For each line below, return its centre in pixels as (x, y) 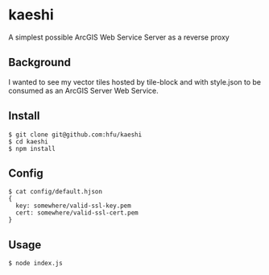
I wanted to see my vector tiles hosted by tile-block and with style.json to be (135, 81)
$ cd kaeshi (28, 142)
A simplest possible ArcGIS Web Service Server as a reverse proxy (119, 37)
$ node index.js (35, 264)
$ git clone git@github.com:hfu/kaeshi (75, 135)
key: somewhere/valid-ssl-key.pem (73, 206)
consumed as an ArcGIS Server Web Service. (83, 90)
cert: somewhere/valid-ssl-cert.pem (77, 213)
